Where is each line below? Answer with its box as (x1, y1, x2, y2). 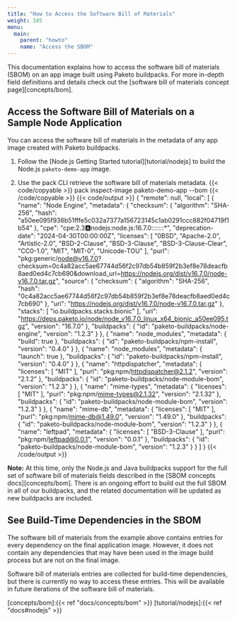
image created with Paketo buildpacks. (7, 143, 121, 152)
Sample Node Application (7, 117, 122, 129)
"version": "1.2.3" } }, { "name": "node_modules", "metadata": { (43, 329, 227, 337)
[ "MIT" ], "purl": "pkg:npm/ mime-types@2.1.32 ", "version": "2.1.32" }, (17, 389, 221, 398)
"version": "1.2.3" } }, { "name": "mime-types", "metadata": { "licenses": (17, 382, 227, 391)
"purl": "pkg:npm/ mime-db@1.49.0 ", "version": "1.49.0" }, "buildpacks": (17, 412, 226, 420)
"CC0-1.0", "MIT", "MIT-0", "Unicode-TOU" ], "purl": (17, 246, 170, 255)
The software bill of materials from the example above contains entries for (7, 533, 224, 542)
